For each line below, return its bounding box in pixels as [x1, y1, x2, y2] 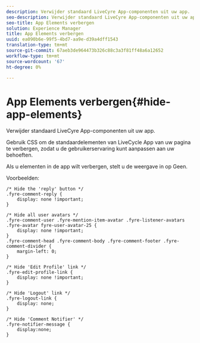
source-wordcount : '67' [6, 58, 65, 64]
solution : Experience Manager [6, 25, 82, 32]
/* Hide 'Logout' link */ [6, 290, 70, 297]
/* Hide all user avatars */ [6, 212, 79, 218]
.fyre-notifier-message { [6, 322, 70, 328]
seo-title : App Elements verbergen [6, 20, 95, 26]
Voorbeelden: [6, 174, 40, 182]
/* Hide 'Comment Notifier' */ [6, 316, 84, 322]
